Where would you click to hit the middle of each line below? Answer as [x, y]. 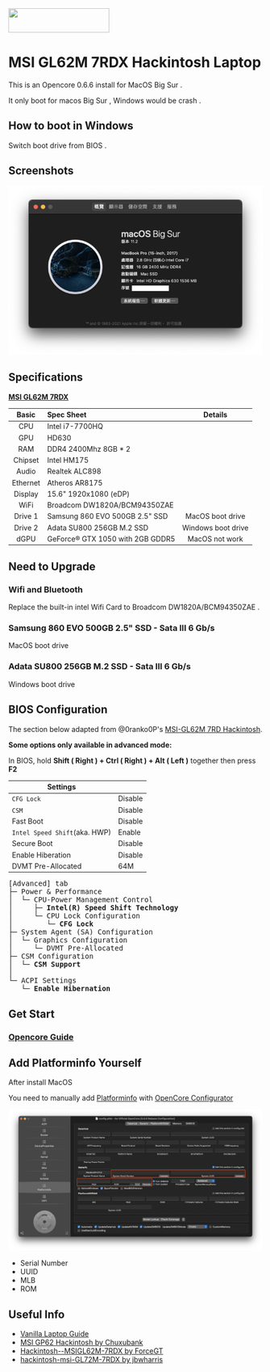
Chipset [26, 461]
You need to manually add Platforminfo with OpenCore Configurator [121, 1098]
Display [26, 494]
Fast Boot [28, 821]
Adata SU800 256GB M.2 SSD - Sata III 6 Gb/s [100, 667]
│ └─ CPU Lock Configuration [75, 916]
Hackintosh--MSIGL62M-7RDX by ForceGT [91, 1351]
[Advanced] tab [38, 884]
